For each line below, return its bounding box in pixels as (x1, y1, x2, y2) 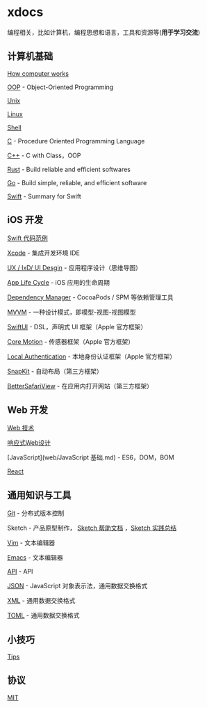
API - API (7, 567, 33, 576)
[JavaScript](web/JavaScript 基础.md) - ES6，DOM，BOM (7, 453, 175, 462)
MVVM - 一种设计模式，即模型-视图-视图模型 (7, 308, 137, 316)
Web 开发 (7, 404, 49, 416)
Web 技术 (7, 424, 35, 432)
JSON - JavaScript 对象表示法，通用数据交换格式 (7, 582, 148, 590)
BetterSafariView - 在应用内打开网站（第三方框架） (7, 381, 153, 390)
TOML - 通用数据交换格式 (7, 611, 80, 620)
